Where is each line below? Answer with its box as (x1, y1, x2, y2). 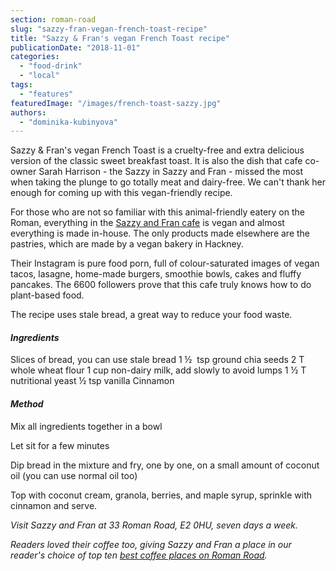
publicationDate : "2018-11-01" (10, 42, 141, 53)
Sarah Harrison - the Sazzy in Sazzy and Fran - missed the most (38, 166, 304, 178)
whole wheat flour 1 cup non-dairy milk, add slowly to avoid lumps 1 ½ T (10, 364, 307, 376)
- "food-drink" (19, 61, 83, 71)
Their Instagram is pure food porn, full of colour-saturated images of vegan (10, 257, 320, 270)
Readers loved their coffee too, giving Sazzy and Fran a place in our (10, 538, 292, 550)
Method (10, 398, 44, 410)
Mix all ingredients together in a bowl (10, 420, 163, 432)
